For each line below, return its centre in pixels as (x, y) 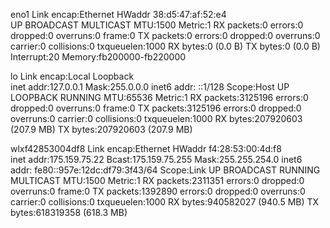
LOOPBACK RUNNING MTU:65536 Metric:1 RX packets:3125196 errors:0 (159, 97)
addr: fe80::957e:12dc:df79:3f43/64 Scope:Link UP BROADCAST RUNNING (165, 170)
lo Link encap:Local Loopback (72, 76)
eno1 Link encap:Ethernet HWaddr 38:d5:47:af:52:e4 (118, 14)
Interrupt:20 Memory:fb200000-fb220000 (98, 57)
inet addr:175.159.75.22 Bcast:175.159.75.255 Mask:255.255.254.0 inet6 (156, 159)
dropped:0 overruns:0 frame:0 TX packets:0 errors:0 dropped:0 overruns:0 (165, 35)
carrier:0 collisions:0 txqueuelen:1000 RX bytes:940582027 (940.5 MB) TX (165, 202)
